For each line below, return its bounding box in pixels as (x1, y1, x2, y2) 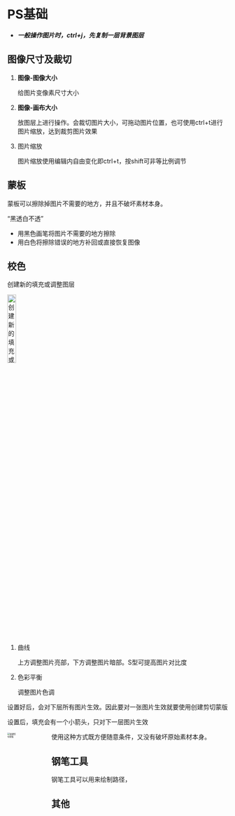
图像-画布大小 (17, 103, 58, 112)
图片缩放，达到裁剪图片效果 (17, 127, 98, 135)
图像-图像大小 (17, 73, 58, 81)
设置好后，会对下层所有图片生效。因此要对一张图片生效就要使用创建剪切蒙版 (7, 703, 228, 711)
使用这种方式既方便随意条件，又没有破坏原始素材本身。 (51, 733, 211, 741)
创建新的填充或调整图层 (7, 280, 75, 288)
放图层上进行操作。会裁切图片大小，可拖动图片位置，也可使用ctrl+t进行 (17, 118, 224, 126)
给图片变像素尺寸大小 (17, 88, 79, 97)
